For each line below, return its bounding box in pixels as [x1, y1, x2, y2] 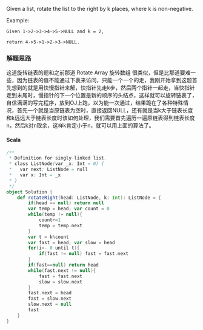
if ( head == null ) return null [28, 200, 104, 206]
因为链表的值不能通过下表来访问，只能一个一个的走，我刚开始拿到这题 [16, 77, 192, 84]
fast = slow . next [28, 296, 72, 302]
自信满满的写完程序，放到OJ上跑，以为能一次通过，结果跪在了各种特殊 [6, 99, 184, 106]
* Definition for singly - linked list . [8, 155, 107, 161]
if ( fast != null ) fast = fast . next [38, 251, 129, 257]
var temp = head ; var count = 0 [28, 205, 110, 212]
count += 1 [38, 217, 61, 223]
